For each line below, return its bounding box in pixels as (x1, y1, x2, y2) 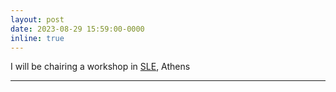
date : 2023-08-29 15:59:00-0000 (10, 24, 145, 34)
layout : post (10, 14, 65, 25)
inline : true (10, 33, 65, 43)
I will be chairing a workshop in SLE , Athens (10, 61, 191, 73)
